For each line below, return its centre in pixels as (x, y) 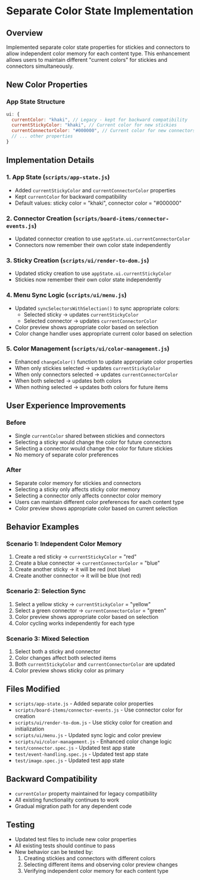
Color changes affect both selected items (65, 658)
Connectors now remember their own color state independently (93, 245)
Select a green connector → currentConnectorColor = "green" (90, 610)
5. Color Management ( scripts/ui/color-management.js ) (88, 349)
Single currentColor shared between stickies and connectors (90, 436)
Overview (25, 33)
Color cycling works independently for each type (75, 623)
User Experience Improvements (66, 406)
